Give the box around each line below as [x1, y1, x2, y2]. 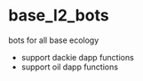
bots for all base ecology [8, 35, 99, 45]
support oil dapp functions [20, 61, 119, 72]
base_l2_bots [8, 5, 109, 26]
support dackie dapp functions [20, 52, 134, 62]
